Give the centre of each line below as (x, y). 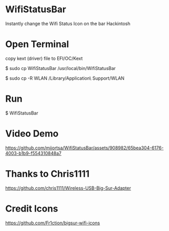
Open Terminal (37, 44)
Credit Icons (32, 209)
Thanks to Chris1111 (47, 174)
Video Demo (32, 133)
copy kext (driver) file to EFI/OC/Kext (44, 58)
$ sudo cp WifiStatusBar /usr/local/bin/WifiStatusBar (61, 68)
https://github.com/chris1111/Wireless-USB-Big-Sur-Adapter (68, 188)
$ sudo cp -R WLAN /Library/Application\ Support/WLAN (65, 78)
